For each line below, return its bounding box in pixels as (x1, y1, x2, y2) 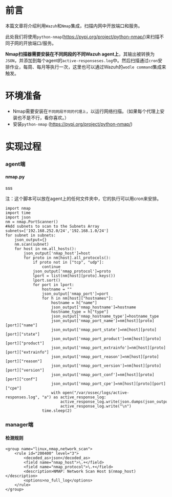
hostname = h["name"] (51, 300, 97, 306)
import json (5, 215, 31, 220)
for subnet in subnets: (5, 233, 56, 238)
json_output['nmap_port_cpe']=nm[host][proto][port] (51, 381, 166, 386)
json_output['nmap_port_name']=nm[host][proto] (51, 318, 155, 324)
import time (5, 210, 31, 216)
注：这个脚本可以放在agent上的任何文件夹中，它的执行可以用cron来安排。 (5, 196, 162, 202)
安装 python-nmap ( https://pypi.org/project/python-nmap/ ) (12, 121, 133, 127)
